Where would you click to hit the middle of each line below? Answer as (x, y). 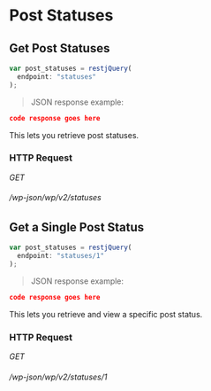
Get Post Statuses (60, 48)
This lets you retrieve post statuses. (74, 135)
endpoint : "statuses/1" (60, 256)
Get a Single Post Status (77, 227)
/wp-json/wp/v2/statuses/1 (58, 377)
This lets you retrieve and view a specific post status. (106, 314)
